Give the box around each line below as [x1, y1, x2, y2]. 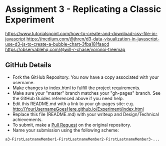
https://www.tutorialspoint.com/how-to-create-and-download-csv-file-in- [5, 30, 157, 36]
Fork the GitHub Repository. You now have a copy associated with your [12, 74, 159, 80]
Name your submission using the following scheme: [12, 127, 119, 133]
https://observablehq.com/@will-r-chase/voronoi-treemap [5, 46, 125, 52]
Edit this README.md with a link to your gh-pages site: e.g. [12, 101, 134, 107]
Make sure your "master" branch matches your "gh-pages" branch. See [12, 90, 161, 96]
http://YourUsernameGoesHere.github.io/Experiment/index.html [12, 106, 144, 112]
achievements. [12, 116, 43, 123]
